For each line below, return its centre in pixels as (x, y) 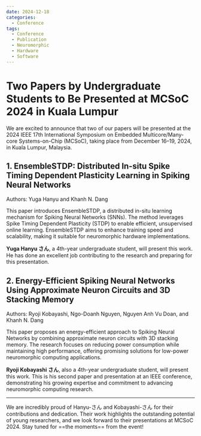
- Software (25, 56)
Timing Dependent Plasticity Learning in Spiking (98, 175)
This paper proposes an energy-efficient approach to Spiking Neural (90, 332)
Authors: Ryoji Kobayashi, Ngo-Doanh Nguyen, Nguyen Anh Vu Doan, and (98, 314)
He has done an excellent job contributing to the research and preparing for (99, 255)
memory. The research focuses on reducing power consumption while (93, 345)
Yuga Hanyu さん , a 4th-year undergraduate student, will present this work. (100, 249)
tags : (13, 28)
